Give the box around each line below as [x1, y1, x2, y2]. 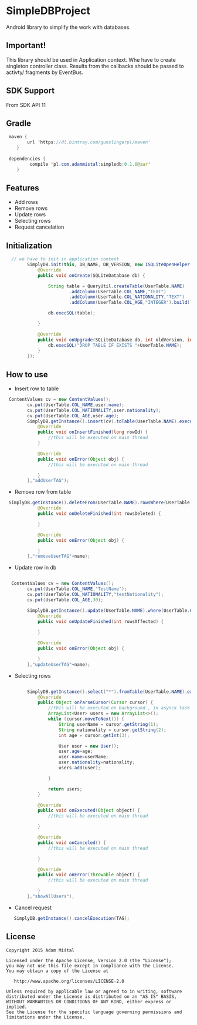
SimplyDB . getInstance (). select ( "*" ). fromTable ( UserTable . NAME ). [27, 689, 188, 695]
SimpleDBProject [6, 4, 91, 18]
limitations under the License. [6, 1014, 85, 1020]
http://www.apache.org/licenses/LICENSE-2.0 [13, 978, 125, 984]
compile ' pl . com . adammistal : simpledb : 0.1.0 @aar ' [29, 161, 151, 167]
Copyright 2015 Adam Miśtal [6, 947, 75, 953]
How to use [6, 369, 48, 380]
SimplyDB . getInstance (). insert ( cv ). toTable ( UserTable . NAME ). [27, 418, 180, 424]
